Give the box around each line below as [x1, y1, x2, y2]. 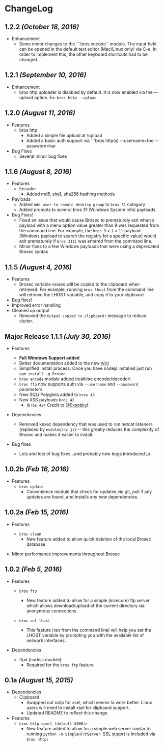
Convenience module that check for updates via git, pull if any [26, 489, 152, 495]
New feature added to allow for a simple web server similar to [26, 726, 151, 732]
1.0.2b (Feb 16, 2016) [4, 465, 69, 473]
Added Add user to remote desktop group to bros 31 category [19, 202, 145, 208]
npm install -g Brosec [19, 372, 66, 377]
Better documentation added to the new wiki [19, 360, 109, 366]
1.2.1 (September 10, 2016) [4, 71, 86, 79]
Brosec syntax [19, 249, 49, 254]
